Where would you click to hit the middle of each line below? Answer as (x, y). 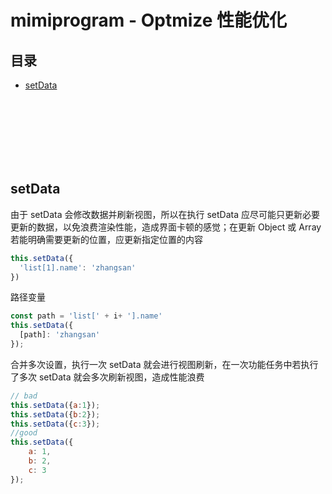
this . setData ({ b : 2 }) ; (55, 414)
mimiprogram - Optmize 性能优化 (149, 20)
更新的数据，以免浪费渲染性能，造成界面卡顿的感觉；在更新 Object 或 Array (166, 227)
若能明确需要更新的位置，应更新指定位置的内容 (106, 239)
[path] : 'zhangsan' (60, 335)
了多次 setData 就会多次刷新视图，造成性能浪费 (107, 377)
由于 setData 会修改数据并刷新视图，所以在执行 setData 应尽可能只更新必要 (165, 214)
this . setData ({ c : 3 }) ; (55, 424)
